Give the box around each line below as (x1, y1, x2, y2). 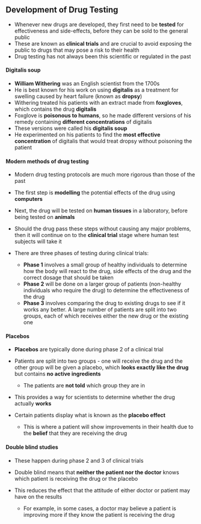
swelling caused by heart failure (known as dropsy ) (14, 93, 143, 100)
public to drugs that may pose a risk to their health (14, 46, 140, 54)
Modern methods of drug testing (5, 158, 89, 165)
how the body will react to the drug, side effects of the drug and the (23, 268, 192, 275)
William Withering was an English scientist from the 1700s (14, 80, 160, 87)
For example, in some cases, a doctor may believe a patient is (23, 505, 176, 512)
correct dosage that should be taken (23, 274, 114, 282)
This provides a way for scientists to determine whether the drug (14, 393, 175, 401)
